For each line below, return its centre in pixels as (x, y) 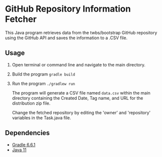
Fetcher (21, 19)
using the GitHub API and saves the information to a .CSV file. (66, 38)
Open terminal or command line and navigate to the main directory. (79, 64)
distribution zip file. (31, 103)
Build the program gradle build (44, 74)
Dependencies (27, 133)
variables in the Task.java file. (41, 118)
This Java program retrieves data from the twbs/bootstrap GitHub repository (81, 32)
